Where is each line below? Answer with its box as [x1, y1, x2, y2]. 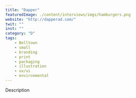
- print [14, 54, 31, 60]
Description [5, 87, 30, 93]
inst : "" [5, 26, 24, 31]
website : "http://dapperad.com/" [5, 17, 76, 22]
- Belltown [14, 40, 38, 45]
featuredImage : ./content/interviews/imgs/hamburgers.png [5, 12, 131, 17]
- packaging [14, 59, 40, 64]
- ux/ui [14, 69, 31, 74]
